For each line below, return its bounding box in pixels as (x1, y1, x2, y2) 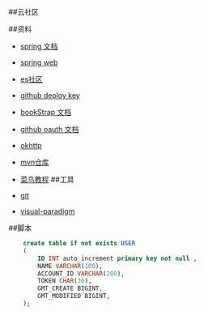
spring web (19, 57, 58, 67)
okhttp (19, 141, 42, 150)
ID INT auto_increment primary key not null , (37, 254, 198, 262)
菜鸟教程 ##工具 (19, 175, 74, 184)
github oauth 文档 (19, 125, 79, 134)
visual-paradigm (19, 206, 75, 216)
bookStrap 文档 (19, 108, 72, 117)
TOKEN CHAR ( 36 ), (37, 277, 92, 285)
